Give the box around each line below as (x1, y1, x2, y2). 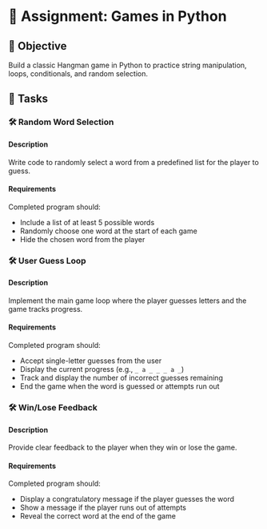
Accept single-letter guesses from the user (19, 356, 162, 365)
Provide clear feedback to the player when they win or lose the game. (8, 442, 237, 452)
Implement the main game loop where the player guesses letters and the (8, 296, 247, 305)
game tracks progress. (8, 304, 83, 313)
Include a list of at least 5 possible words (19, 217, 155, 227)
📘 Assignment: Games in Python (8, 7, 227, 26)
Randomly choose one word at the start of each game (19, 226, 197, 236)
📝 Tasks (8, 92, 49, 106)
